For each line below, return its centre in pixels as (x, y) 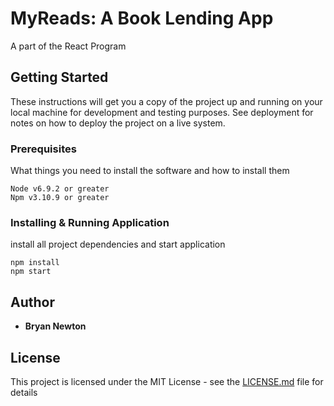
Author (32, 302)
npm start (31, 272)
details (24, 392)
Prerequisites (43, 149)
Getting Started (59, 77)
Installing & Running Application (90, 222)
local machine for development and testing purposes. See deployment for (162, 112)
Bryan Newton (55, 326)
